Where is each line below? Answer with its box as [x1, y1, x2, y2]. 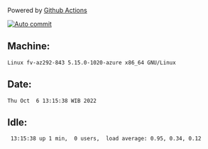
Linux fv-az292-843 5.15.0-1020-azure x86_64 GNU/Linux [7, 59, 176, 66]
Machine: [7, 40, 50, 53]
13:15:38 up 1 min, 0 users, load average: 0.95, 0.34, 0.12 [10, 135, 202, 143]
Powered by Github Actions [7, 6, 87, 14]
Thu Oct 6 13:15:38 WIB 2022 [7, 97, 97, 104]
